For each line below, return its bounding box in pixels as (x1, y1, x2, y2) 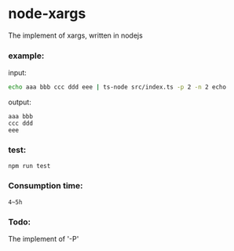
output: (8, 97, 31, 107)
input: (8, 68, 27, 78)
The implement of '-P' (8, 235, 79, 243)
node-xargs (8, 5, 86, 23)
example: (8, 50, 45, 61)
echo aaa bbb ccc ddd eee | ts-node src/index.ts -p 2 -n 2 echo (8, 83, 226, 91)
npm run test (8, 162, 51, 170)
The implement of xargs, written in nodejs (8, 31, 143, 40)
